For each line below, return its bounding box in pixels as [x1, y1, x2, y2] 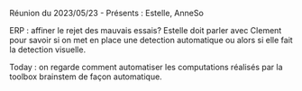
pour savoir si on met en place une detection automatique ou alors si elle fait [9, 35, 293, 45]
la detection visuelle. [9, 44, 87, 55]
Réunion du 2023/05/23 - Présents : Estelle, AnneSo [9, 8, 205, 18]
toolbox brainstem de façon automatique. [9, 71, 162, 82]
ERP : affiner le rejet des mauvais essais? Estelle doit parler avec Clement [9, 25, 282, 35]
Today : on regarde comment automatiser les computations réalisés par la [9, 62, 283, 72]
